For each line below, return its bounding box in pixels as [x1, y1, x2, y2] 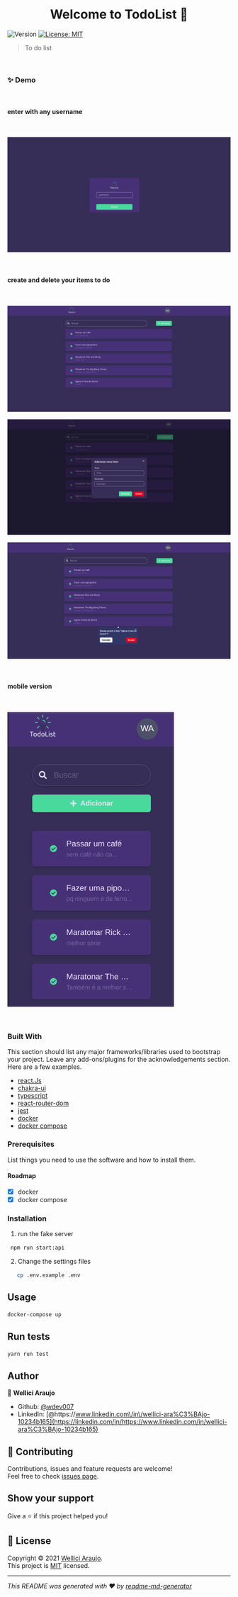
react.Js [17, 1077, 42, 1085]
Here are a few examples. [7, 1063, 82, 1071]
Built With [7, 1031, 42, 1041]
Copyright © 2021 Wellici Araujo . [7, 1554, 103, 1562]
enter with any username [7, 107, 83, 116]
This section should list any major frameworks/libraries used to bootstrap [7, 1048, 221, 1056]
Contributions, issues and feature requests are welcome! [7, 1464, 173, 1473]
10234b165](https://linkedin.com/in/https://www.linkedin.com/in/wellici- [17, 1418, 227, 1426]
